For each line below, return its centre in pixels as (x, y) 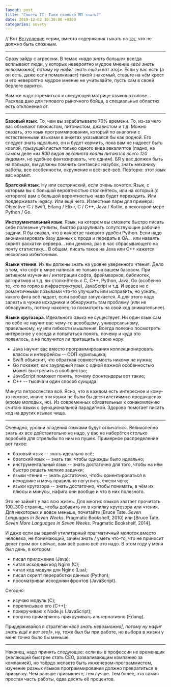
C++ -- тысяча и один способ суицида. (55, 381)
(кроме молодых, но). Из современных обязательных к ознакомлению (83, 402)
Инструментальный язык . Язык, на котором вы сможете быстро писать (85, 222)
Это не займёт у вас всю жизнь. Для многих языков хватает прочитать (83, 502)
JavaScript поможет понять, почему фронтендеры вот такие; (79, 376)
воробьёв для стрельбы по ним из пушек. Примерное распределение (82, 438)
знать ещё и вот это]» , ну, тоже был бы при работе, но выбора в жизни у (84, 632)
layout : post (19, 10)
